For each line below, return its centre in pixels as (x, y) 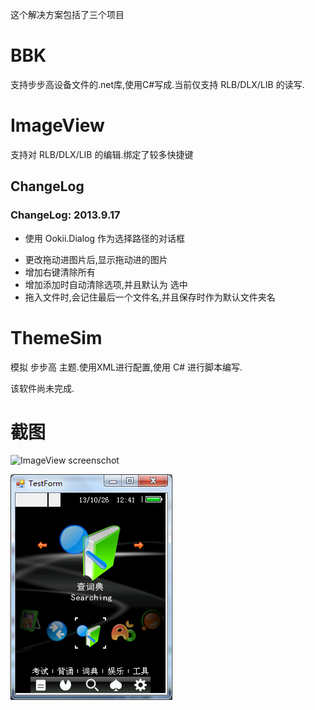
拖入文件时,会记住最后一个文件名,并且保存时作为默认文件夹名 (150, 297)
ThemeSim (56, 337)
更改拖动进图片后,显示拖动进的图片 (96, 259)
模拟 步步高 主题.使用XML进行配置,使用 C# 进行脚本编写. (126, 367)
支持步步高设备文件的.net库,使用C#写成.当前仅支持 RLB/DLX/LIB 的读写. (157, 84)
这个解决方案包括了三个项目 (67, 14)
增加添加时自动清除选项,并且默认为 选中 (106, 284)
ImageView (57, 125)
